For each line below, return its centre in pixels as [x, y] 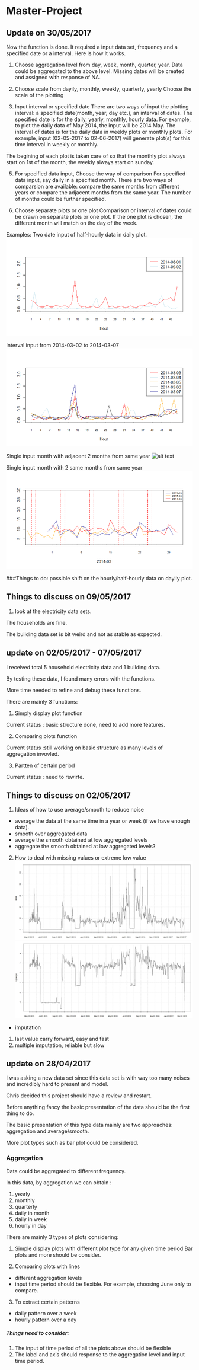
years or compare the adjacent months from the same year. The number [103, 193]
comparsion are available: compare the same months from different [97, 186]
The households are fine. [36, 622]
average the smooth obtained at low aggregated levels [81, 840]
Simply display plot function [49, 713]
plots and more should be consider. [58, 1254]
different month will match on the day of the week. [76, 223]
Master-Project [44, 11]
